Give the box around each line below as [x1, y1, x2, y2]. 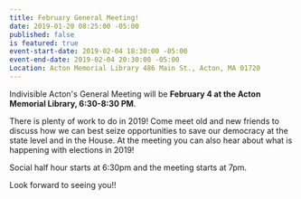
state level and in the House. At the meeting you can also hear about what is [9, 135, 293, 146]
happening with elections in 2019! [9, 144, 135, 155]
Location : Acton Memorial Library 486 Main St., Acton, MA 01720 [9, 64, 260, 73]
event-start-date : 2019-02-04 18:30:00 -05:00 [9, 47, 188, 56]
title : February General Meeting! [9, 13, 140, 23]
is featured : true [9, 38, 79, 48]
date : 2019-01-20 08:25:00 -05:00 [9, 22, 140, 31]
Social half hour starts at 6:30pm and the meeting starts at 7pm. [9, 162, 247, 173]
